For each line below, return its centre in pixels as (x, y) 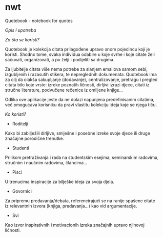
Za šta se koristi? (22, 39)
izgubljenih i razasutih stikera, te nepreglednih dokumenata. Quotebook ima (81, 74)
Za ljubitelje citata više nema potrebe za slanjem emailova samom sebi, (76, 69)
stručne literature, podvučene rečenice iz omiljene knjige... (64, 90)
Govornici (22, 191)
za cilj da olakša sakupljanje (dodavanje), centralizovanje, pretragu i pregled (81, 79)
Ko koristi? (16, 114)
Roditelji (20, 124)
